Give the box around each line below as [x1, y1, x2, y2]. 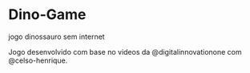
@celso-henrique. [8, 56, 68, 65]
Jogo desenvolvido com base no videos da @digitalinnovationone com [8, 47, 242, 56]
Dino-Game [8, 6, 87, 24]
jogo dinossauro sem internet [8, 32, 106, 41]
